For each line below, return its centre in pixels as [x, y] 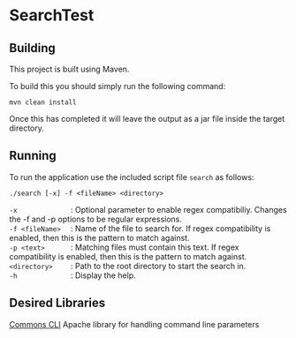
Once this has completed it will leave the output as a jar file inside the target [147, 119]
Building [32, 48]
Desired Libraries [57, 303]
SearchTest [52, 15]
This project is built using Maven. [69, 69]
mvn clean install [43, 102]
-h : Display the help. [73, 275]
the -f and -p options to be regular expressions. [96, 219]
